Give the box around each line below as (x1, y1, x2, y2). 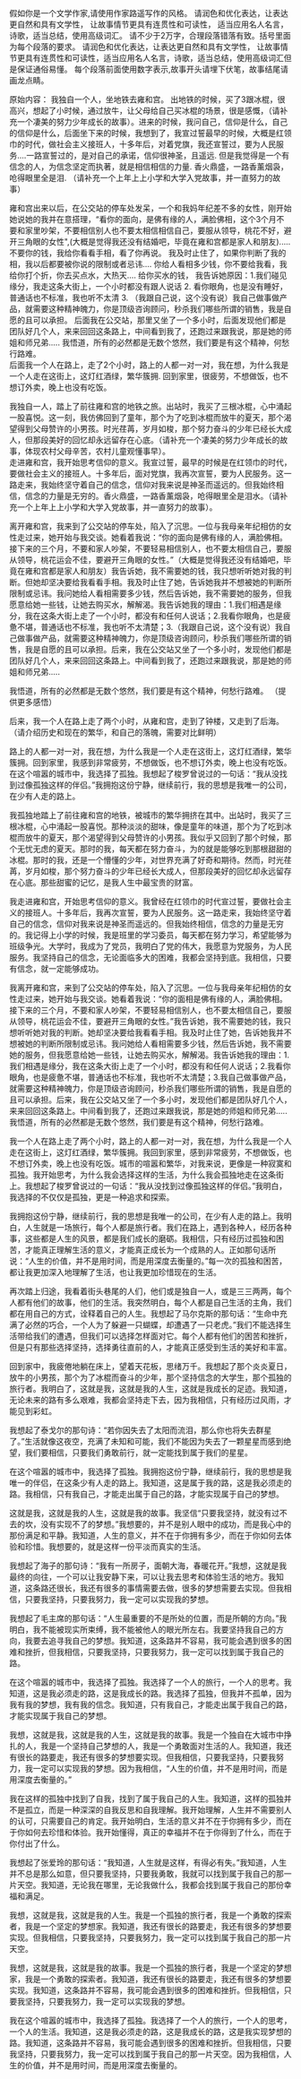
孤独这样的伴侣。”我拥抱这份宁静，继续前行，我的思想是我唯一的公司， (32, 780, 292, 790)
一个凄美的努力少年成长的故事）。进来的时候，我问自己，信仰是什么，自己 (16, 116, 288, 127)
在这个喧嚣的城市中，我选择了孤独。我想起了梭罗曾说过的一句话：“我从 (9, 769, 272, 779)
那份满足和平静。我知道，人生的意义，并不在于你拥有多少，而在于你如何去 (9, 1531, 284, 1540)
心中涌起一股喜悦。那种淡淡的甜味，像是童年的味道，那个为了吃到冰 (39, 821, 292, 832)
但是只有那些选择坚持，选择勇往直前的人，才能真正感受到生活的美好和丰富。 (9, 1342, 292, 1352)
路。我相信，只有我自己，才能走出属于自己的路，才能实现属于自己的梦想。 (9, 1488, 284, 1499)
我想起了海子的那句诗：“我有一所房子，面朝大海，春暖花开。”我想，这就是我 (9, 1560, 288, 1571)
